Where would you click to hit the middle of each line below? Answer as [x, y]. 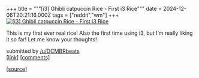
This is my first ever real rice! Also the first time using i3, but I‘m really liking [99, 33]
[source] [17, 69]
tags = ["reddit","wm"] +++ [86, 15]
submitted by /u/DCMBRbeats [43, 51]
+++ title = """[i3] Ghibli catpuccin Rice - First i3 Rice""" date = [84, 9]
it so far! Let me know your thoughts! [52, 39]
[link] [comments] [28, 57]
